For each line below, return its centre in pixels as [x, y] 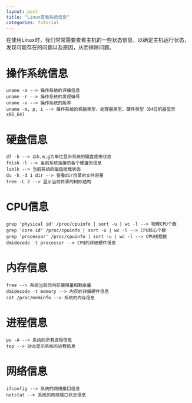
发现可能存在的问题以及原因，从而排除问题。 [60, 47]
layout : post [22, 11]
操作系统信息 [37, 73]
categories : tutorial [33, 22]
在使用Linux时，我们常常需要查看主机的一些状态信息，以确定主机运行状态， [98, 40]
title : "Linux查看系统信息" [38, 17]
